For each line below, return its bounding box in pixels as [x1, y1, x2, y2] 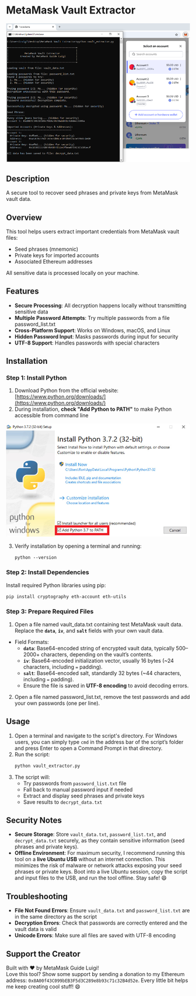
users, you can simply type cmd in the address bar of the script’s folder [14, 738, 184, 745]
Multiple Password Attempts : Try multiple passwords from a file [14, 314, 170, 321]
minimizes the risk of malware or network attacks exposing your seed [14, 862, 182, 869]
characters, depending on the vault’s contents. [40, 651, 153, 658]
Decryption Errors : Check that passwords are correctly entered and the [14, 919, 188, 926]
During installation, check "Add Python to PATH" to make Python [14, 405, 172, 413]
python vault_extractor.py [14, 763, 80, 769]
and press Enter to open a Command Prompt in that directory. [14, 745, 163, 752]
